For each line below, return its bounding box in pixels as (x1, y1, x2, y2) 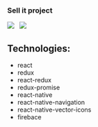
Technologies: (7, 43, 71, 54)
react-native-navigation (17, 98, 85, 107)
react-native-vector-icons (17, 105, 92, 114)
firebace (17, 113, 42, 121)
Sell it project (7, 6, 53, 15)
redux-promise (17, 83, 60, 92)
